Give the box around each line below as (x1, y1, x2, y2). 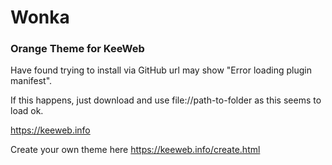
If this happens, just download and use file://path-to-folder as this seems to (10, 94, 322, 106)
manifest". (10, 75, 53, 87)
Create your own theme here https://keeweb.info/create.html (10, 144, 261, 156)
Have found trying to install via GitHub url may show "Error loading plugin (10, 64, 312, 76)
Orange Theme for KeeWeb (10, 42, 145, 56)
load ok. (10, 105, 44, 117)
